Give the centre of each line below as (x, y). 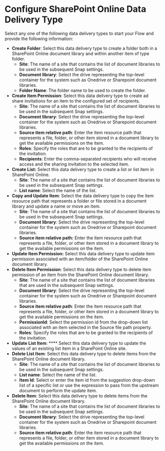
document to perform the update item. (58, 391)
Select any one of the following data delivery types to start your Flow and (79, 33)
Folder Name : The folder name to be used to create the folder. (82, 90)
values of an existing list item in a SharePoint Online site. (69, 348)
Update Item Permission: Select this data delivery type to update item (83, 253)
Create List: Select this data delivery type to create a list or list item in (83, 169)
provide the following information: (39, 39)
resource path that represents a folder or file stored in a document (79, 201)
